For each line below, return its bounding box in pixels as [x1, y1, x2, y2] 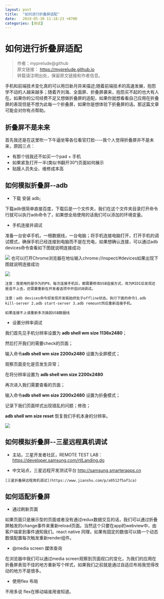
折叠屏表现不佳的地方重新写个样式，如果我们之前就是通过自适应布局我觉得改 [5, 562, 159, 568]
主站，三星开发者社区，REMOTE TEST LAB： [12, 451, 103, 457]
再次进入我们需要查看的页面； [5, 382, 65, 387]
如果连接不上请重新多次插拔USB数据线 [5, 310, 70, 315]
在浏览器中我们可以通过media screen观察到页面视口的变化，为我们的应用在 [5, 556, 157, 562]
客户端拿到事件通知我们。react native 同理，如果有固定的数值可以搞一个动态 [5, 529, 159, 535]
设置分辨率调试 [12, 320, 42, 325]
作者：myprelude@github [17, 61, 69, 66]
